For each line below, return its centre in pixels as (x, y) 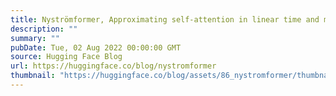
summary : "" (35, 38)
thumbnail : (33, 76)
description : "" (44, 29)
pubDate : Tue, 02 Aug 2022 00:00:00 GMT (96, 47)
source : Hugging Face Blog (66, 57)
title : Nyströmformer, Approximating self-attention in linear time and (165, 19)
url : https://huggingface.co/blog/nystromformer (113, 66)
